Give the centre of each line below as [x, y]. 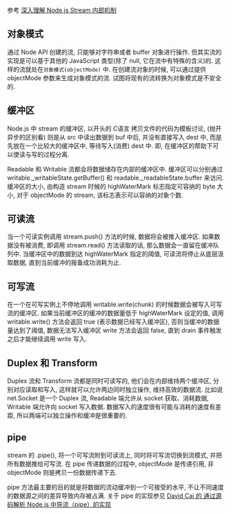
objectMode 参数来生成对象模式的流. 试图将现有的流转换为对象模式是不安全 [114, 77]
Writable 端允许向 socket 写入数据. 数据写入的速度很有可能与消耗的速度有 [111, 407]
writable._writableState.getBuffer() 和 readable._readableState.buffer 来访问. [115, 178]
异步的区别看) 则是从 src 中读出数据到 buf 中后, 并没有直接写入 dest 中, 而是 [114, 137]
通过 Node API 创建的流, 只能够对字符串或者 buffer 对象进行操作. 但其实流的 [114, 52]
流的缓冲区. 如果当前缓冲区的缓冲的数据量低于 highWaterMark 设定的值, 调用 [115, 313]
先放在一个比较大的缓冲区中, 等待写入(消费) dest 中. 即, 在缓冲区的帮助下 [110, 146]
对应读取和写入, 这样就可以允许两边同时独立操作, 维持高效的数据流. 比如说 [118, 390]
